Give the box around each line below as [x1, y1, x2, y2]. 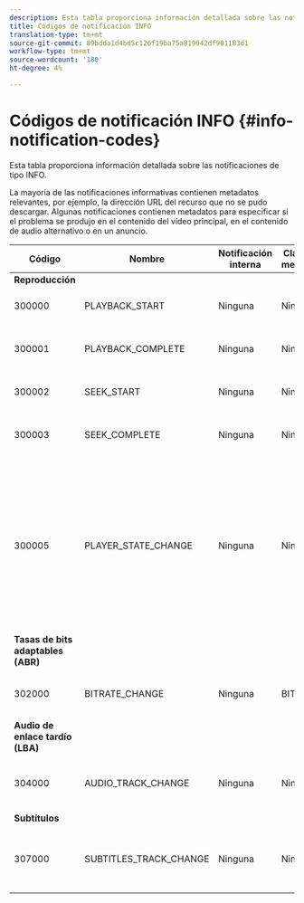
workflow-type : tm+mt [9, 47, 91, 56]
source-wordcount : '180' [9, 55, 103, 64]
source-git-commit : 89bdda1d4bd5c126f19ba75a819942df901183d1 [9, 38, 249, 48]
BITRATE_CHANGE [84, 687, 165, 699]
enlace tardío [14, 730, 72, 743]
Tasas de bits [14, 632, 73, 645]
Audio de [14, 718, 54, 731]
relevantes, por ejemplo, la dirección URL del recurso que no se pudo [9, 196, 268, 207]
